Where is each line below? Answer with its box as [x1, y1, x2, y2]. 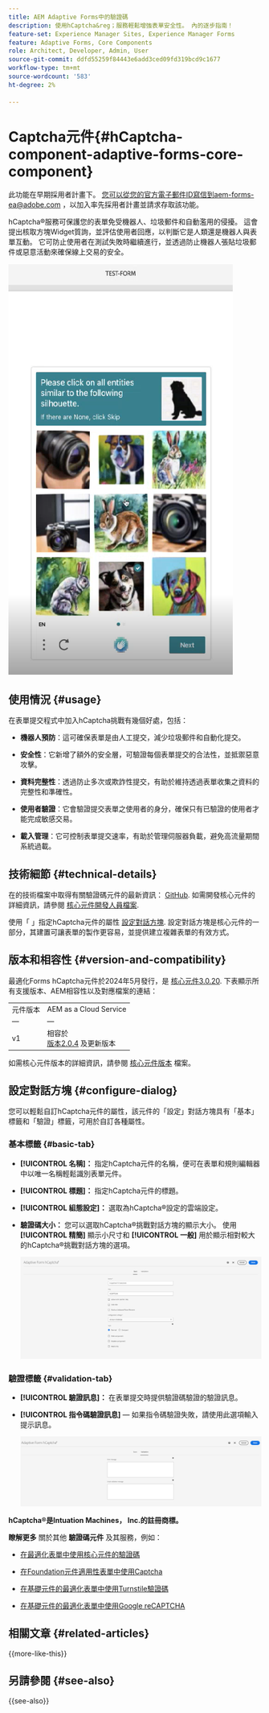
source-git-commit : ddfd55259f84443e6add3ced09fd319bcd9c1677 [8, 56, 221, 64]
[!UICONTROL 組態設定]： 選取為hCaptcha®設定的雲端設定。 [19, 1203, 223, 1212]
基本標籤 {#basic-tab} [8, 1139, 95, 1150]
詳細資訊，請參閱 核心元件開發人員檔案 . [8, 900, 139, 910]
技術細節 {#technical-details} [8, 867, 157, 881]
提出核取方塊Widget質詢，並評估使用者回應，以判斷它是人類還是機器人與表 [8, 227, 258, 237]
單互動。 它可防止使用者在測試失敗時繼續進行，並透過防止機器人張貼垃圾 [8, 237, 250, 247]
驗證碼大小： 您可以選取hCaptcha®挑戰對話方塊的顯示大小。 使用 [19, 1220, 237, 1229]
